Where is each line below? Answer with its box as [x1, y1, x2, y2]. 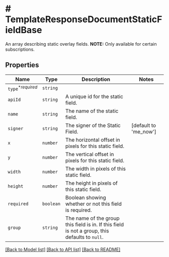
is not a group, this [65, 227, 109, 234]
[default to [131, 122, 156, 129]
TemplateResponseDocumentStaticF [5, 14, 162, 25]
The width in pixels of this [65, 165, 126, 172]
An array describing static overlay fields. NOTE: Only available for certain [5, 41, 157, 47]
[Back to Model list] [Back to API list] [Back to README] [5, 246, 121, 252]
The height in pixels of [65, 180, 118, 187]
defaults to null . [65, 234, 104, 241]
